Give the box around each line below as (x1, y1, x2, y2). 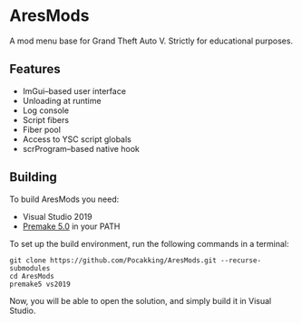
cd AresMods (9, 271, 54, 280)
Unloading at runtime (22, 95, 102, 106)
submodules (9, 263, 51, 272)
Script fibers (22, 114, 70, 125)
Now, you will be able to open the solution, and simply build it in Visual (9, 295, 272, 306)
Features (9, 62, 61, 77)
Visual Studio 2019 (22, 211, 93, 222)
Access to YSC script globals (22, 133, 132, 145)
